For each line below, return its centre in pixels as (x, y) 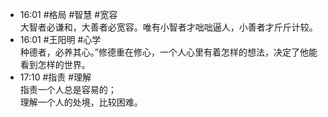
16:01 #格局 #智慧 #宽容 (68, 14)
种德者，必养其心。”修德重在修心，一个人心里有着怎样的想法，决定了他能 (168, 52)
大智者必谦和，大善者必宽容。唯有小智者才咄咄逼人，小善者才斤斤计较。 (168, 27)
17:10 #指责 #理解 (55, 77)
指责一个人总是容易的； (68, 89)
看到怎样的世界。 (55, 64)
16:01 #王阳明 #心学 (60, 39)
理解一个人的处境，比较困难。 (81, 102)
